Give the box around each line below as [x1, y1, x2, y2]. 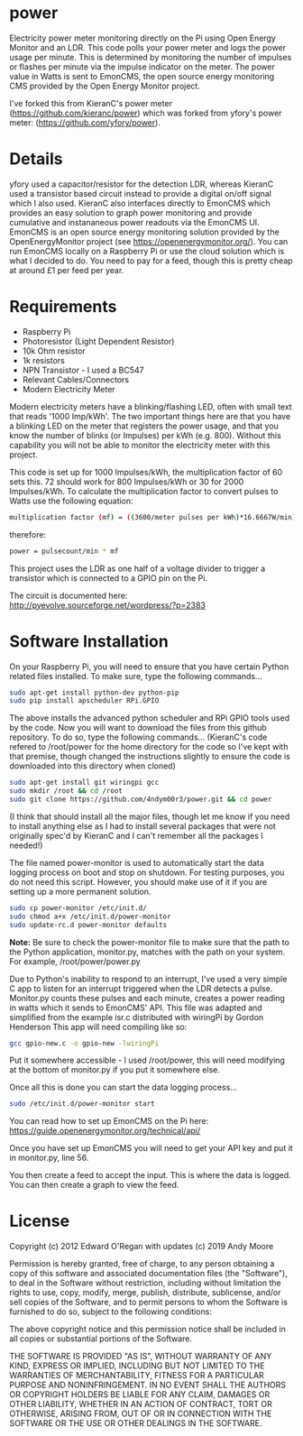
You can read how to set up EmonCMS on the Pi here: [9, 1116, 209, 1127]
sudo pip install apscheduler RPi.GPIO [9, 696, 160, 705]
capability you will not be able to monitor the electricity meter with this [9, 439, 271, 450]
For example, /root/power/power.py [9, 955, 142, 967]
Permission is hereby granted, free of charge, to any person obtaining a [9, 1258, 275, 1269]
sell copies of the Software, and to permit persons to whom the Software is [9, 1297, 289, 1308]
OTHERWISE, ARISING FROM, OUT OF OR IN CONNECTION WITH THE [9, 1408, 272, 1419]
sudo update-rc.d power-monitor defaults [9, 920, 168, 929]
